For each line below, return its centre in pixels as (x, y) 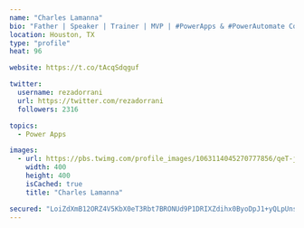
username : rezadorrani (60, 92)
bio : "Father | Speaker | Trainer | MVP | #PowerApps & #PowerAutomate (147, 26)
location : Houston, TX (52, 34)
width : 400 (46, 167)
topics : (24, 126)
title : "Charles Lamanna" (75, 192)
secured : (26, 209)
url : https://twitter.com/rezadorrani (91, 100)
